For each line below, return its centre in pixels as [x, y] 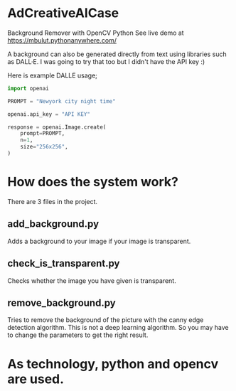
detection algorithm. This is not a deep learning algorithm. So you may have [118, 328]
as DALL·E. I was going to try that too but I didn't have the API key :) [106, 61]
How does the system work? [93, 182]
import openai [28, 88]
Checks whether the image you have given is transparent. [92, 280]
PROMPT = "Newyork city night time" [61, 101]
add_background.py [53, 224]
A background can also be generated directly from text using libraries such [117, 54]
